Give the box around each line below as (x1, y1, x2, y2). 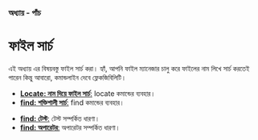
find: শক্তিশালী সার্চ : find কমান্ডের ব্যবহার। (19, 98, 125, 107)
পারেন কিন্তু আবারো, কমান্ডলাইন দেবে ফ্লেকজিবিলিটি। (8, 72, 127, 82)
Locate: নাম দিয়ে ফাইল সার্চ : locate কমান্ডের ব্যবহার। (19, 88, 156, 98)
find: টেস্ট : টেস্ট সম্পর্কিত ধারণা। (19, 114, 100, 123)
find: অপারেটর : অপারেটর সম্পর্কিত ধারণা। (19, 122, 121, 132)
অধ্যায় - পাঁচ (8, 7, 42, 18)
